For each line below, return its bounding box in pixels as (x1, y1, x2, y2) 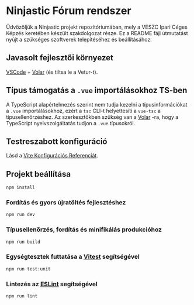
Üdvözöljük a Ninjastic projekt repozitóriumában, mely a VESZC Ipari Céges (6, 23, 188, 30)
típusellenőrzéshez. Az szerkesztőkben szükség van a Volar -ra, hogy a (6, 113, 179, 121)
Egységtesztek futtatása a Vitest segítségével (6, 253, 140, 261)
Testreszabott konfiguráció (6, 136, 108, 146)
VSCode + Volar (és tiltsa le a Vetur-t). (6, 68, 98, 76)
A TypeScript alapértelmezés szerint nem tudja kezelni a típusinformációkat (6, 101, 188, 108)
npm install (6, 184, 35, 191)
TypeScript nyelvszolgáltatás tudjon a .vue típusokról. (6, 119, 136, 126)
